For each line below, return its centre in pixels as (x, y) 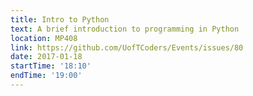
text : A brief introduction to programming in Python (125, 29)
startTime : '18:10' (51, 66)
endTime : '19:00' (46, 76)
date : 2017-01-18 (46, 57)
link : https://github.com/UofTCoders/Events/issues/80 (127, 47)
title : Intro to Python (60, 19)
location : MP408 (44, 38)
